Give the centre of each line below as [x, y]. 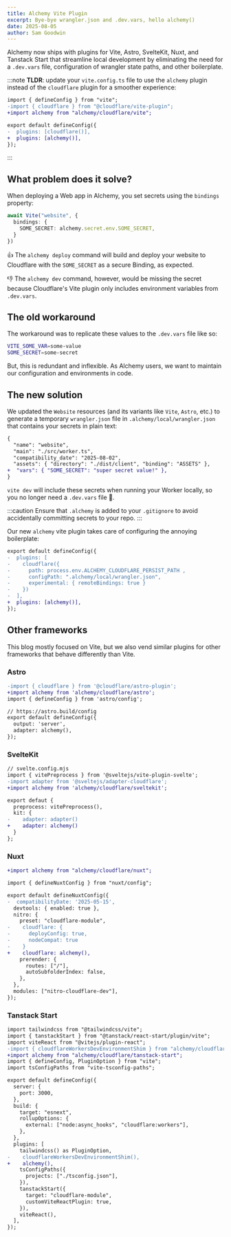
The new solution [45, 395]
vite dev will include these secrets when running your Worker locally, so [110, 490]
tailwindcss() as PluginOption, [66, 1150]
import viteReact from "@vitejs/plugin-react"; [77, 1042]
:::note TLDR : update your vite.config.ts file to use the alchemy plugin [107, 80]
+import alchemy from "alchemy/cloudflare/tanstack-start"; [95, 1055]
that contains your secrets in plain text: [62, 426]
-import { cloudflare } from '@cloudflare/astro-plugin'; [92, 686]
